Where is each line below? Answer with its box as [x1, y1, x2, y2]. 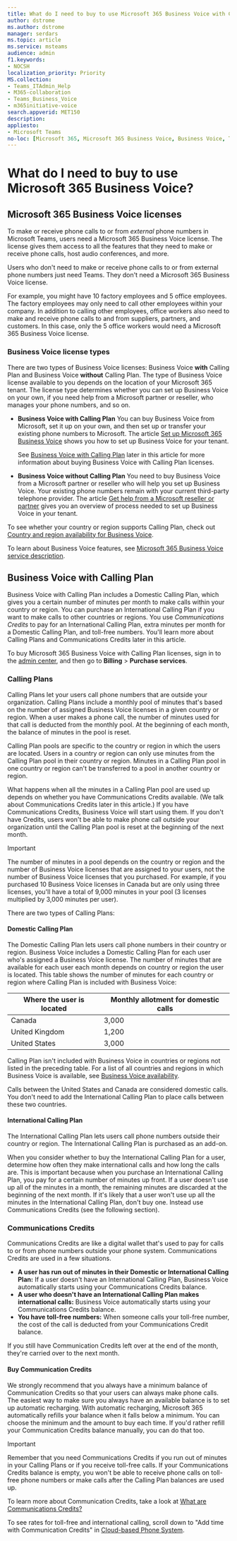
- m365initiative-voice [7, 102, 78, 109]
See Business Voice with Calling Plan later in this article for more [17, 450, 205, 459]
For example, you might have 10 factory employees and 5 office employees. [7, 292, 227, 301]
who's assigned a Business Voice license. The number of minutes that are [7, 955, 222, 964]
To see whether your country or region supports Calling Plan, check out [7, 523, 215, 531]
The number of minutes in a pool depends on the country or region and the [7, 857, 225, 866]
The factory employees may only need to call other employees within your [7, 299, 223, 308]
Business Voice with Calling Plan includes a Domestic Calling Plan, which [7, 591, 219, 599]
